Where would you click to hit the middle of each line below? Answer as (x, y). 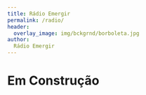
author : (19, 40)
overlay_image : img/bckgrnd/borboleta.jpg (77, 33)
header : (19, 27)
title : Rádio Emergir (39, 14)
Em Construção (53, 81)
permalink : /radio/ (36, 20)
